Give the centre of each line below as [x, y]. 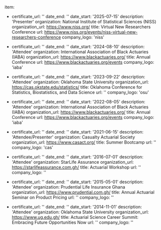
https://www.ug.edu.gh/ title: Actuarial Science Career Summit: [75, 217]
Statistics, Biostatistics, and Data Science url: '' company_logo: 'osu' [80, 92]
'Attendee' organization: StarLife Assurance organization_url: [73, 162]
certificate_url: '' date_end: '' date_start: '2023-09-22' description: [78, 77]
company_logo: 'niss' [83, 37]
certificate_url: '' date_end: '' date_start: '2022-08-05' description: [78, 102]
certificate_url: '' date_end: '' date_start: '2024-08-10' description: [78, 47]
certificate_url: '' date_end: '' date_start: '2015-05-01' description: [77, 182]
